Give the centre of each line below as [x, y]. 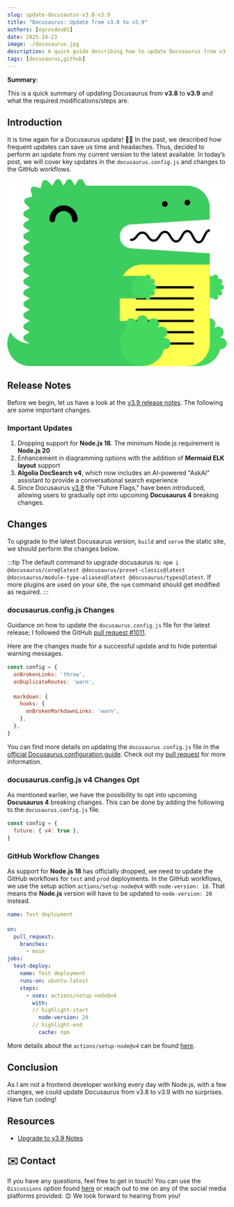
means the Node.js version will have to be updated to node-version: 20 [110, 894]
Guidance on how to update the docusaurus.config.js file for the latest [109, 625]
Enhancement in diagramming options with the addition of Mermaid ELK [121, 458]
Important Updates [40, 428]
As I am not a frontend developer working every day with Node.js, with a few [117, 1084]
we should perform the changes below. [63, 549]
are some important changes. [49, 410]
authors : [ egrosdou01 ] [40, 29]
